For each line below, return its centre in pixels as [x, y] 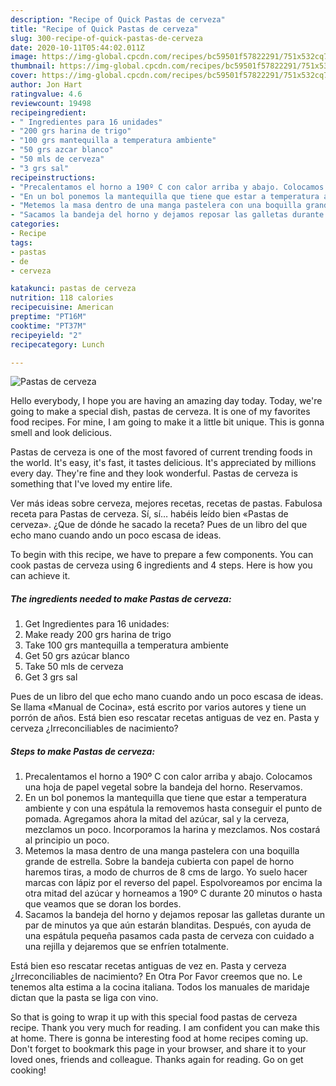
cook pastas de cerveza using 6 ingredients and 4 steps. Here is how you [161, 565]
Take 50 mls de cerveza [74, 667]
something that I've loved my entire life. [91, 484]
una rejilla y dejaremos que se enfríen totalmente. [126, 947]
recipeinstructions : [53, 177]
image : [24, 57]
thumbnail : [33, 66]
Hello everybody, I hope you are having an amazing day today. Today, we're [166, 401]
